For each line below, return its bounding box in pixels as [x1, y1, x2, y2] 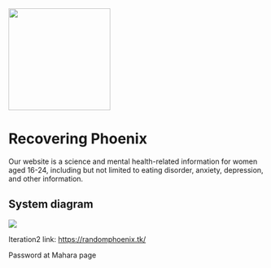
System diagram [8, 197, 94, 211]
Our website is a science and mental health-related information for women [8, 156, 258, 166]
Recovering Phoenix [8, 130, 148, 148]
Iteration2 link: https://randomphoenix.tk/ [8, 234, 146, 244]
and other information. [8, 174, 84, 183]
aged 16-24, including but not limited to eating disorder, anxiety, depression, [8, 165, 264, 174]
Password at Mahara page [8, 250, 97, 260]
